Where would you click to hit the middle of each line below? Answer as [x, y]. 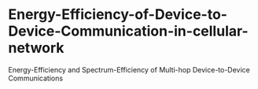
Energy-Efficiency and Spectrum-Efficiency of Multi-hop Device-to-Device [129, 69]
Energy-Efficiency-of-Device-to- [118, 15]
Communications [36, 78]
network [36, 48]
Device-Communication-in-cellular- [129, 31]
